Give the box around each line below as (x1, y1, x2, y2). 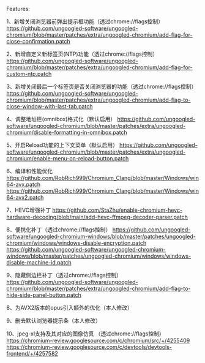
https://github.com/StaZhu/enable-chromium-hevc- (52, 206, 182, 214)
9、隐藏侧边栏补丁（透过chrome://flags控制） (6, 272, 122, 279)
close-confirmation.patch (6, 38, 70, 45)
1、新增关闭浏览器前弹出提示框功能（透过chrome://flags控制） (6, 18, 164, 25)
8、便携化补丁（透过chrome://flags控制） (6, 226, 111, 233)
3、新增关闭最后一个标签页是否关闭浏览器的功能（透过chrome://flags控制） (6, 83, 197, 90)
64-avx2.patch (6, 194, 44, 201)
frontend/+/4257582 (6, 350, 58, 357)
